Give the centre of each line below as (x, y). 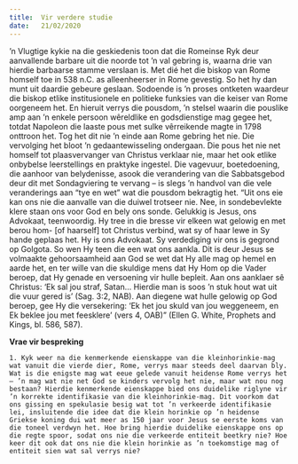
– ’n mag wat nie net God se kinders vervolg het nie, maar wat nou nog (146, 381)
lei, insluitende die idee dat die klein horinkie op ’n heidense (134, 412)
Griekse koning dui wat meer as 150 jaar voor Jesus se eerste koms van (146, 420)
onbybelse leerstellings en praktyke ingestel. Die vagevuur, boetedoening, (145, 164)
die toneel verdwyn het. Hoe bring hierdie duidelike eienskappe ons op (146, 428)
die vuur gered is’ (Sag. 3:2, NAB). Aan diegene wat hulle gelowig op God (143, 296)
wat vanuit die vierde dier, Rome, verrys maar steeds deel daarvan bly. (149, 366)
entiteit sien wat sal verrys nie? (75, 451)
